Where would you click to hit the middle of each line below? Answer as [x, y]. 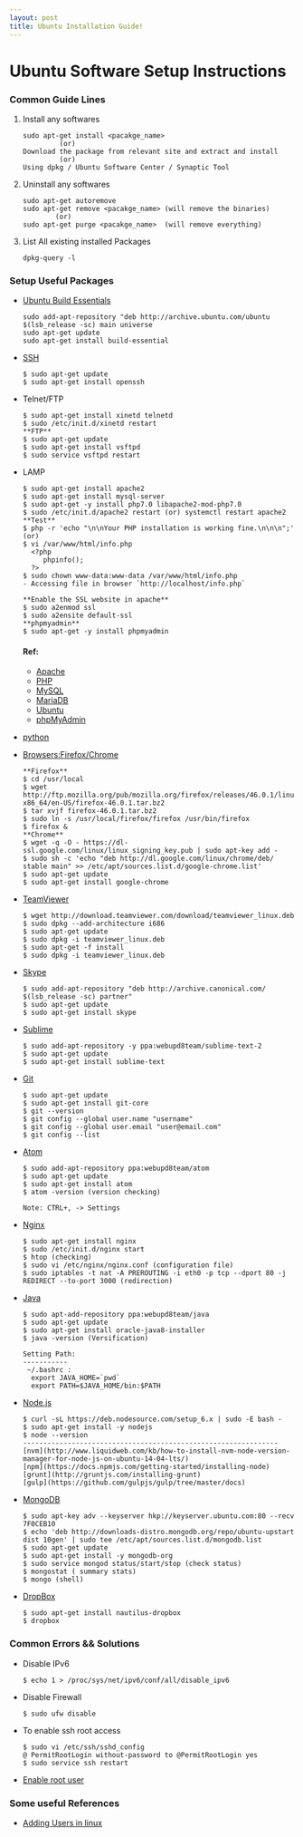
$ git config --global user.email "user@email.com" [122, 1127]
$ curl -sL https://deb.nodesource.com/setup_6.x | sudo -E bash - [152, 1419]
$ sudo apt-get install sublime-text [94, 1062]
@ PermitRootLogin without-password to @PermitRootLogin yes [140, 1755]
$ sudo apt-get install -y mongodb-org [98, 1556]
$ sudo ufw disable [59, 1714]
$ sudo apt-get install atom [77, 1184]
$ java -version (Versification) [85, 1339]
